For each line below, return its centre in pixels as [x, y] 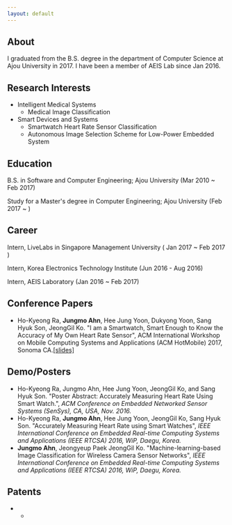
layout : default [31, 14]
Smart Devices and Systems [58, 120]
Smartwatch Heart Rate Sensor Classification [92, 127]
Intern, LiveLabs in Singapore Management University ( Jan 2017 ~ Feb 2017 [116, 247]
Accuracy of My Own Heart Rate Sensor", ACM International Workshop [118, 335]
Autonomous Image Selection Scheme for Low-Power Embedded [121, 134]
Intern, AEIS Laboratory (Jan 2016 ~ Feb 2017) [73, 281]
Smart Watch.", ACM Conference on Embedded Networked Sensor [112, 403]
